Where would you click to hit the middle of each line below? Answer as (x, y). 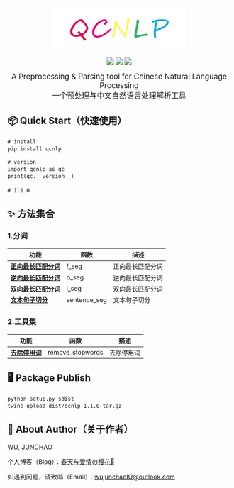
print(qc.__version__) (41, 176)
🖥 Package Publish (49, 378)
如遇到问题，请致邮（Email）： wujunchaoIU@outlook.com (91, 477)
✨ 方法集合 (31, 214)
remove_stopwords (76, 353)
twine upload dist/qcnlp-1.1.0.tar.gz (65, 406)
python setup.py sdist (41, 399)
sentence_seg (87, 299)
